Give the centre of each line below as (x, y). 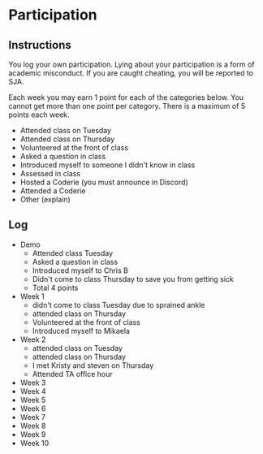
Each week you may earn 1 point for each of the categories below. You (126, 97)
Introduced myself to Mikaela (81, 331)
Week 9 (33, 434)
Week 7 (33, 417)
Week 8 (33, 426)
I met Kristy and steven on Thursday (93, 365)
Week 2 (33, 339)
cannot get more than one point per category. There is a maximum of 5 (127, 106)
